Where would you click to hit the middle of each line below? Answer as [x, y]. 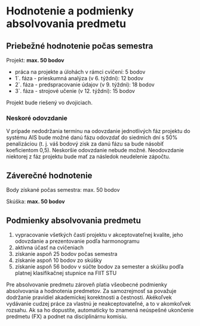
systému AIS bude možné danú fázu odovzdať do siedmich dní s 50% [92, 138]
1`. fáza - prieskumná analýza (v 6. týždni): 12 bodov [79, 78]
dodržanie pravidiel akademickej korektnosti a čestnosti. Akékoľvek [89, 297]
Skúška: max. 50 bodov [36, 201]
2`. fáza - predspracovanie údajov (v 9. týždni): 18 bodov [85, 84]
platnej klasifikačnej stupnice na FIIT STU [66, 273]
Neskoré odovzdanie [37, 118]
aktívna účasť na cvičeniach [49, 247]
